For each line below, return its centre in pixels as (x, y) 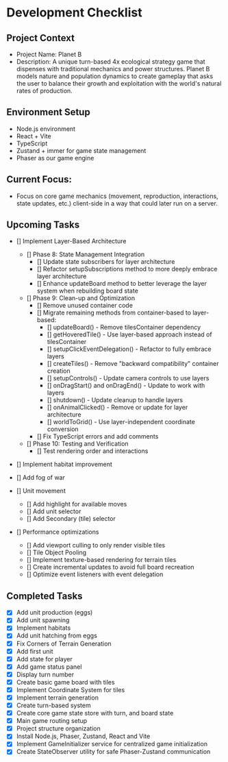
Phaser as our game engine (55, 158)
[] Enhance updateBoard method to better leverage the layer (122, 284)
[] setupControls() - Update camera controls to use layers (128, 378)
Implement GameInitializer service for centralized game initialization (112, 744)
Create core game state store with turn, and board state (95, 713)
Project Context (40, 38)
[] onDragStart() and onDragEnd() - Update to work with (126, 386)
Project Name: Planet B (49, 54)
